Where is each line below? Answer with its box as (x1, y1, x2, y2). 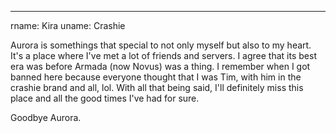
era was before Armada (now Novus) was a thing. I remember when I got (10, 61, 311, 72)
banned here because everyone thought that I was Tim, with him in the (10, 71, 302, 83)
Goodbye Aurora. (10, 112, 82, 123)
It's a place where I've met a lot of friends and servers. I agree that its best (10, 50, 317, 61)
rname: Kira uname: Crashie (10, 20, 126, 31)
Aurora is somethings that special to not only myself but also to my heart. (10, 39, 312, 51)
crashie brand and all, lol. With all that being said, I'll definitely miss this (10, 82, 304, 93)
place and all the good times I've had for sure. (10, 92, 200, 104)
